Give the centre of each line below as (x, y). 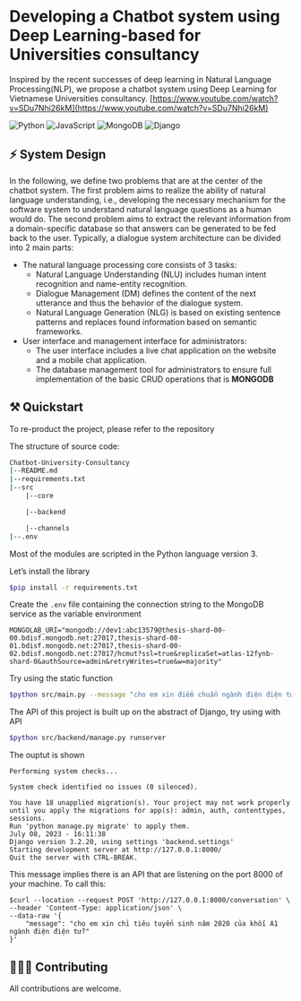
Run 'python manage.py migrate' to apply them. (100, 826)
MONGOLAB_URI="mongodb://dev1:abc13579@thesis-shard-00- (118, 630)
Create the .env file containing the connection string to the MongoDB (137, 604)
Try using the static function (61, 678)
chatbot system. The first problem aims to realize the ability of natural (138, 190)
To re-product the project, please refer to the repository (112, 428)
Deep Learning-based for (105, 35)
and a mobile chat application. (91, 359)
